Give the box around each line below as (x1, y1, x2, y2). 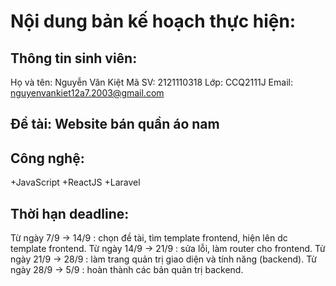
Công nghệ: (10, 150, 85, 167)
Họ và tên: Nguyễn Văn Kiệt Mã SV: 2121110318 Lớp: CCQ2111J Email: (10, 76, 293, 88)
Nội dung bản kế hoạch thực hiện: (10, 10, 297, 33)
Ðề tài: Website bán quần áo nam (10, 116, 220, 133)
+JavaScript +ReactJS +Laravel (10, 176, 141, 189)
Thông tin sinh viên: (10, 50, 138, 67)
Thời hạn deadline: (10, 205, 130, 222)
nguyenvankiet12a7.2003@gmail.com (10, 87, 165, 99)
